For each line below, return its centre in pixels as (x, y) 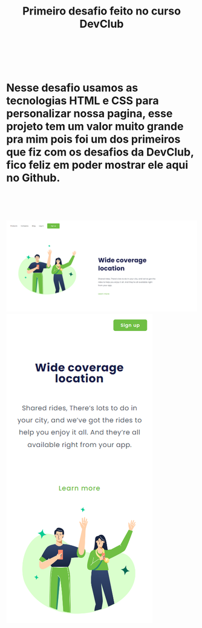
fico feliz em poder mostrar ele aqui (97, 165)
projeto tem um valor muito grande (95, 127)
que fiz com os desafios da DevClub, (100, 152)
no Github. (33, 178)
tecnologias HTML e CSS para (83, 101)
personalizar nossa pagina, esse (90, 114)
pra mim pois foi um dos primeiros (93, 139)
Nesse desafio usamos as (72, 88)
